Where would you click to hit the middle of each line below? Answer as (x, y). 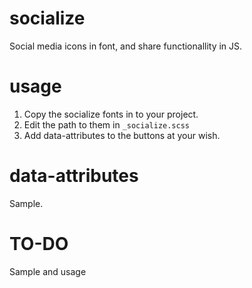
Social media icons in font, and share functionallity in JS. (126, 46)
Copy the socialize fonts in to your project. (111, 114)
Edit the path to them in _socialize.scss (107, 124)
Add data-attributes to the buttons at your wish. (122, 135)
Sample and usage (48, 271)
